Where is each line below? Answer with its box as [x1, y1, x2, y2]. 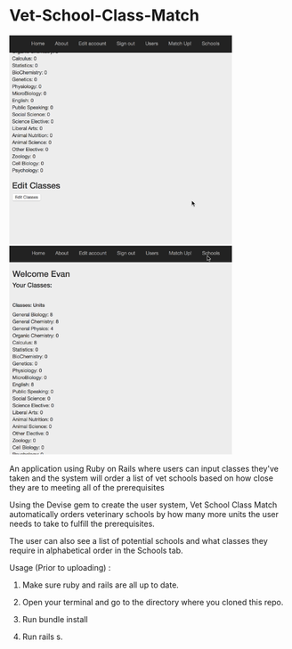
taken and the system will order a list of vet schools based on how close [9, 473, 274, 483]
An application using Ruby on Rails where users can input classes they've [9, 463, 279, 474]
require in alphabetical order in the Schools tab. [9, 545, 183, 556]
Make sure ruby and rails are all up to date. [21, 580, 180, 590]
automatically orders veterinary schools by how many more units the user [9, 508, 279, 519]
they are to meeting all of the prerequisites [9, 482, 165, 492]
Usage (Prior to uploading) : [9, 562, 111, 572]
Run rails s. [21, 631, 63, 642]
